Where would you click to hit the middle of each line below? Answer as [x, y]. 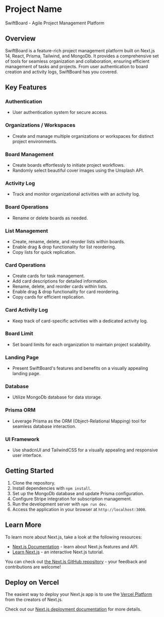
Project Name [34, 9]
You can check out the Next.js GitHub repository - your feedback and [76, 561]
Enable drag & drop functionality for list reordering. [64, 247]
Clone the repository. [34, 483]
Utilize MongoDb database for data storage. [57, 397]
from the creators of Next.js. [34, 600]
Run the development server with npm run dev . [60, 504]
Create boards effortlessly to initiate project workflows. [68, 165]
